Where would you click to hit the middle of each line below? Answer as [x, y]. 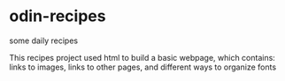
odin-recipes [58, 16]
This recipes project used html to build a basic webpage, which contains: [142, 57]
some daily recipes [43, 40]
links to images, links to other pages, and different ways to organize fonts [143, 67]
